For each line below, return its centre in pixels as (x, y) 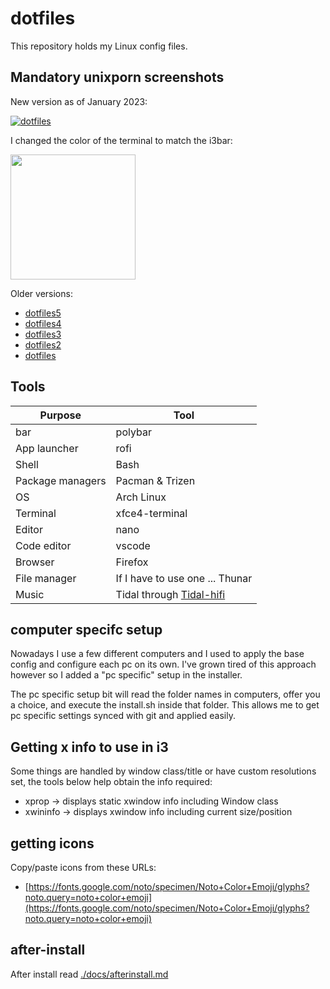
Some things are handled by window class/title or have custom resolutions (163, 771)
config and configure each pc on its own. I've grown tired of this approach (163, 664)
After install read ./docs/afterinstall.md (89, 974)
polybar (133, 432)
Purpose (60, 415)
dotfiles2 (43, 344)
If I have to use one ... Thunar (184, 578)
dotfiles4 (43, 323)
